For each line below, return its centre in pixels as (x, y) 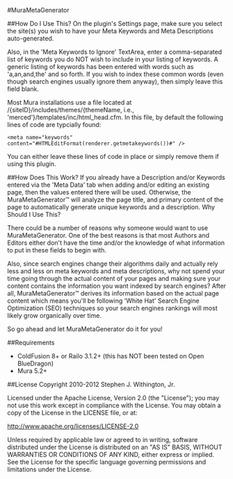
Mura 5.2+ (32, 371)
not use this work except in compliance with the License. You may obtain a (114, 405)
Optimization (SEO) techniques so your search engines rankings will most (112, 308)
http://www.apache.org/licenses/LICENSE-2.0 (73, 426)
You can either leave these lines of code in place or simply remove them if (113, 157)
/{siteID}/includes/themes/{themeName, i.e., (71, 110)
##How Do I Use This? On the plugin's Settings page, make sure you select (115, 23)
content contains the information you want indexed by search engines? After (117, 286)
